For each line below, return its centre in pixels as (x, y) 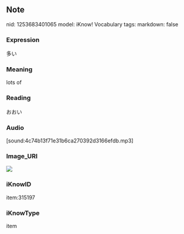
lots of (14, 83)
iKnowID (19, 184)
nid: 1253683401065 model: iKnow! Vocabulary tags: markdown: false (92, 24)
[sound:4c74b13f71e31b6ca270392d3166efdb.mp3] (70, 141)
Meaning (19, 69)
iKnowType (23, 213)
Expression (23, 39)
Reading (19, 98)
